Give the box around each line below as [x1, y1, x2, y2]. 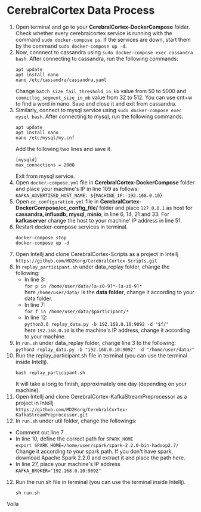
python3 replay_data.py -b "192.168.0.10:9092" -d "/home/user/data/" [15, 347, 195, 353]
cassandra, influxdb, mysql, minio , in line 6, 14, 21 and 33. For [15, 210, 169, 218]
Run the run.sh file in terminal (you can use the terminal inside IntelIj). [15, 478, 186, 485]
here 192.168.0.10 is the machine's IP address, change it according [24, 326, 190, 334]
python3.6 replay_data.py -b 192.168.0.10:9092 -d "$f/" [24, 321, 169, 327]
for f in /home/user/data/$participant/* [24, 309, 129, 314]
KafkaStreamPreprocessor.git [15, 412, 88, 418]
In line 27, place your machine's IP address [15, 460, 121, 467]
